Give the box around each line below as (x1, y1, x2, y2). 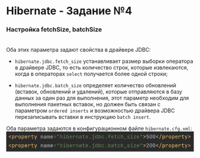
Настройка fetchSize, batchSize (6, 26, 102, 34)
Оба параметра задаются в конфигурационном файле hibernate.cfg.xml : (6, 125, 192, 132)
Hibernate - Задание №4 (6, 4, 133, 18)
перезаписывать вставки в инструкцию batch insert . (14, 113, 151, 121)
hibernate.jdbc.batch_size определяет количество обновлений (14, 82, 177, 89)
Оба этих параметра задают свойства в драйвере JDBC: (6, 46, 151, 53)
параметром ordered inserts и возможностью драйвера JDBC (14, 107, 176, 114)
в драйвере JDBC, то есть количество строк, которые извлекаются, (14, 64, 189, 71)
